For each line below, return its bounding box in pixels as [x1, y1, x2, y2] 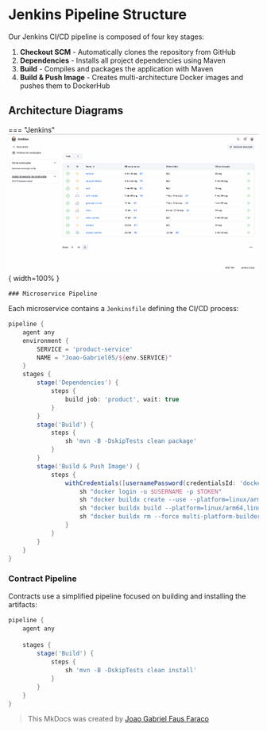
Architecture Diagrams [8, 104, 124, 117]
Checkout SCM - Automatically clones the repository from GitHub [19, 47, 236, 56]
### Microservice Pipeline [8, 290, 98, 298]
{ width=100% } [8, 274, 60, 283]
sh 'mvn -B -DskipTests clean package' [64, 437, 197, 445]
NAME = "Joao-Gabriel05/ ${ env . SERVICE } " [37, 353, 172, 362]
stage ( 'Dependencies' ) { [37, 379, 119, 387]
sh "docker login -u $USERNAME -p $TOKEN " [79, 487, 222, 495]
